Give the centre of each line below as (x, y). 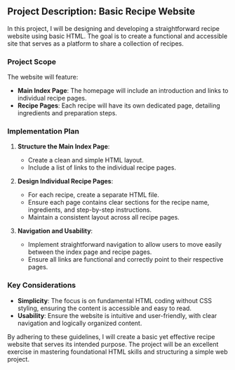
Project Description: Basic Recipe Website (101, 12)
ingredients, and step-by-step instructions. (90, 210)
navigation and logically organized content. (80, 323)
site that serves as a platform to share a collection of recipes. (96, 43)
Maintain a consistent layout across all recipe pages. (104, 217)
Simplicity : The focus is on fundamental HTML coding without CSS (115, 300)
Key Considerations (42, 286)
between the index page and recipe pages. (90, 252)
